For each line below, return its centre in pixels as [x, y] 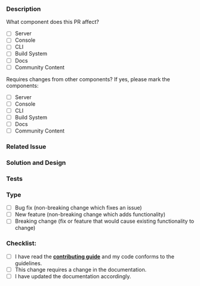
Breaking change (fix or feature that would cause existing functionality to [104, 221]
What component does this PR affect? [53, 22]
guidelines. [28, 263]
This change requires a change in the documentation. [81, 269]
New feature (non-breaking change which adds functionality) [90, 214]
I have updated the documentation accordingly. [73, 276]
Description [24, 9]
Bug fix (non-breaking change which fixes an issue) [78, 208]
